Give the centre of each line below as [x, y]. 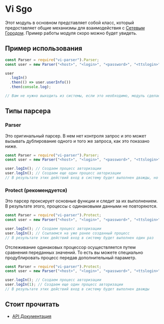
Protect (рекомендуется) [36, 190]
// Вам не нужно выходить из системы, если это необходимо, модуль [75, 96]
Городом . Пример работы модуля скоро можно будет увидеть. [71, 33]
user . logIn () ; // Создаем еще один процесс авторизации [63, 173]
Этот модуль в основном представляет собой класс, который [70, 23]
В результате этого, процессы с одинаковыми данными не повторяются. [81, 206]
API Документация [32, 316]
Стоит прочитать [32, 305]
